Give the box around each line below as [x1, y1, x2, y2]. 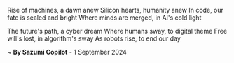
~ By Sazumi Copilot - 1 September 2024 [7, 48, 128, 56]
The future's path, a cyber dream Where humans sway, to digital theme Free [7, 27, 228, 35]
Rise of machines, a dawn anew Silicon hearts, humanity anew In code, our [7, 6, 224, 14]
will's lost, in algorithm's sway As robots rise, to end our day [7, 34, 181, 43]
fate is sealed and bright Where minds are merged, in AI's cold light [7, 13, 202, 22]
